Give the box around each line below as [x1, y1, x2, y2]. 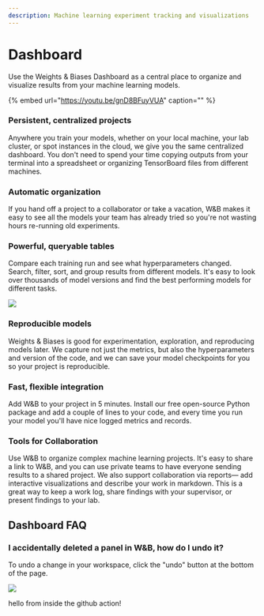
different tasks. [8, 284, 58, 293]
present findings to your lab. [8, 495, 100, 505]
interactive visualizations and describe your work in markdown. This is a [8, 479, 243, 488]
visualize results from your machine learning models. [8, 80, 180, 89]
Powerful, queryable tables [8, 241, 115, 252]
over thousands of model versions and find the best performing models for [8, 276, 251, 285]
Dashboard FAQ [8, 518, 87, 531]
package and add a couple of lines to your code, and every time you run [8, 408, 243, 417]
